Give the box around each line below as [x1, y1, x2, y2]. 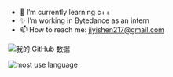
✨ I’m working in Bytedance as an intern [19, 16, 150, 25]
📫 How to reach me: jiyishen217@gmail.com [19, 25, 165, 35]
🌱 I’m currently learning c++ [19, 8, 111, 16]
